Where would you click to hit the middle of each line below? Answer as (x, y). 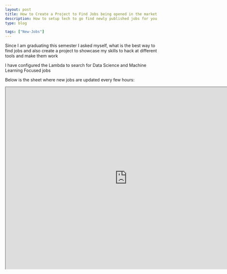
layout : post (18, 9)
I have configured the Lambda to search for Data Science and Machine (76, 65)
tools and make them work (32, 56)
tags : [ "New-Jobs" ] (25, 32)
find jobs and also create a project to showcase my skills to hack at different (81, 51)
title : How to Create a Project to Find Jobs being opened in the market (81, 14)
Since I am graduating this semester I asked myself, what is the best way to (80, 46)
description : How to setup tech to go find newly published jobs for (77, 18)
